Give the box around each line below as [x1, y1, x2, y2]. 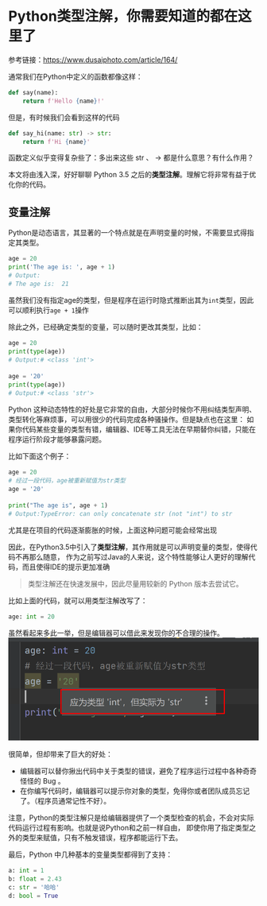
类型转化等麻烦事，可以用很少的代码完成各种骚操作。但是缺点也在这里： [8, 414, 245, 424]
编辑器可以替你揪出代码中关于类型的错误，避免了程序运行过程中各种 [19, 766, 243, 776]
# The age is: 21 [8, 280, 69, 288]
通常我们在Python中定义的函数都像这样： [8, 72, 143, 81]
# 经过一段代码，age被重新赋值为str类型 [8, 476, 126, 485]
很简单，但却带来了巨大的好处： [8, 749, 113, 759]
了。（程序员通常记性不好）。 [19, 796, 111, 806]
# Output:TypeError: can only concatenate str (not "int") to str [8, 510, 233, 518]
